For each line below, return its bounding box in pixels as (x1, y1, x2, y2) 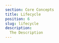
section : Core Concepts (5, 7, 55, 12)
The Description (9, 30, 43, 35)
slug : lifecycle (5, 21, 39, 26)
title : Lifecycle (5, 12, 41, 17)
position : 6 (5, 16, 30, 21)
